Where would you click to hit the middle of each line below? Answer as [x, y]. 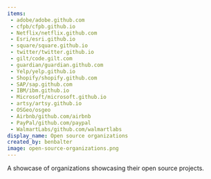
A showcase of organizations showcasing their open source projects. [105, 168]
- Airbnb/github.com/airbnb [51, 116]
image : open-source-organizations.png [63, 149]
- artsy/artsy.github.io [46, 104]
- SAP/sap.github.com [41, 84]
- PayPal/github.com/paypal [51, 123]
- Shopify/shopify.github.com [54, 78]
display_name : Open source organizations [68, 135]
